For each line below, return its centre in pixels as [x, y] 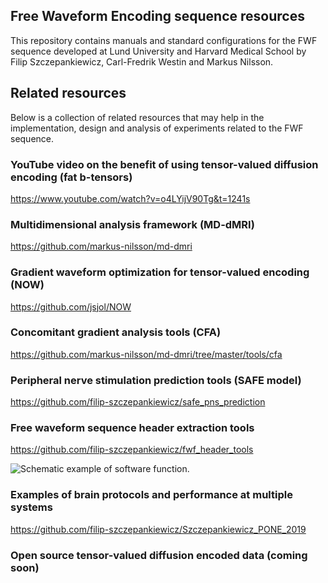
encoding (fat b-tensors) [71, 177]
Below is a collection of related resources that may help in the [137, 117]
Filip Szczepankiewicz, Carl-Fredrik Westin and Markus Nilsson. [142, 61]
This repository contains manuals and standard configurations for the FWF [164, 40]
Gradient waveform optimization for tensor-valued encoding [160, 272]
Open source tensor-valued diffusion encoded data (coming [159, 555]
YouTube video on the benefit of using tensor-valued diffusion [164, 164]
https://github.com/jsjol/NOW [71, 306]
